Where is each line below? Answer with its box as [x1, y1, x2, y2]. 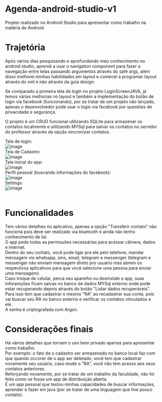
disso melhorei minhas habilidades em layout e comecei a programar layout [5, 73, 157, 79]
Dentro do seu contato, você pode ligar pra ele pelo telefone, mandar [5, 249, 144, 255]
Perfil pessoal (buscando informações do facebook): [5, 169, 111, 175]
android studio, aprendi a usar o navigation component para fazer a [5, 63, 141, 69]
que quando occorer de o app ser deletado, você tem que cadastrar [5, 355, 142, 361]
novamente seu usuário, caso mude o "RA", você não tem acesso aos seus [5, 360, 156, 366]
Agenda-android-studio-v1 [5, 3, 117, 15]
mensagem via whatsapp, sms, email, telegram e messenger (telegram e [5, 254, 151, 260]
